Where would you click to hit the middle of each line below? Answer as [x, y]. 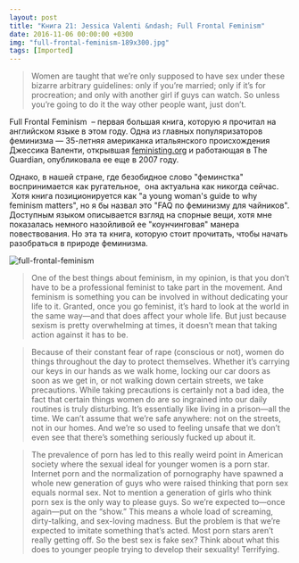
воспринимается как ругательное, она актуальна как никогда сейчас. [144, 186]
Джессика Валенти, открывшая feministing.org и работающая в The [138, 150]
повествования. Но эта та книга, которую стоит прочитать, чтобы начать [149, 234]
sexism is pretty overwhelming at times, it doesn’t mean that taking [154, 326]
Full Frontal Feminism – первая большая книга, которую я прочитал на [143, 122]
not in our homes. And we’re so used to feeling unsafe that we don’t [155, 428]
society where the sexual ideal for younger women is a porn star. [150, 464]
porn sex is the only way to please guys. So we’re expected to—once [158, 502]
